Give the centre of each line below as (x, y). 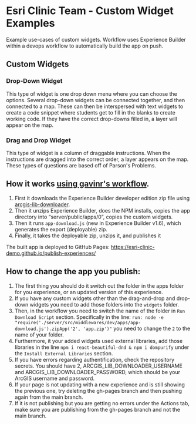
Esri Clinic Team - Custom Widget (90, 11)
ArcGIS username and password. (55, 378)
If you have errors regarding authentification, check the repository (94, 359)
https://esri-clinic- (133, 247)
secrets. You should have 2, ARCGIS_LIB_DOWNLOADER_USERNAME (99, 366)
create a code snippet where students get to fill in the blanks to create (91, 112)
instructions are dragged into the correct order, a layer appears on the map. (97, 159)
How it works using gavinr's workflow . (78, 184)
